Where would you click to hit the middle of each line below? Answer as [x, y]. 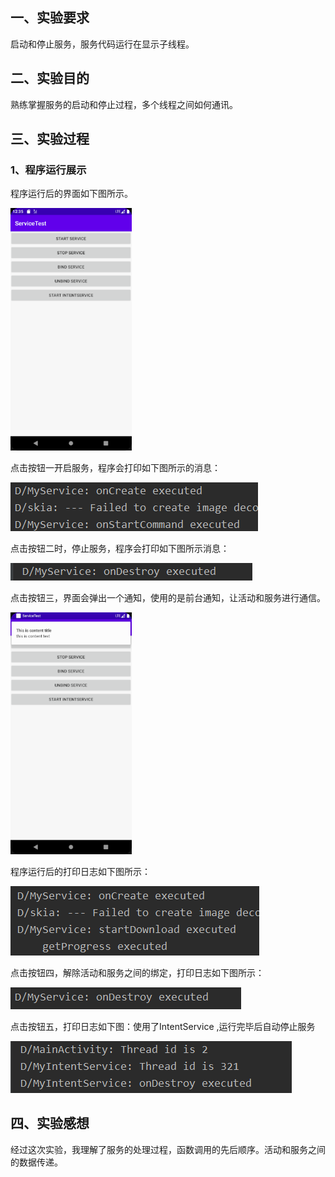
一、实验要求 [50, 18]
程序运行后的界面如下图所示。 [71, 194]
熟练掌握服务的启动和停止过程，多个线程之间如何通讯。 [124, 104]
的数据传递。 [36, 1162]
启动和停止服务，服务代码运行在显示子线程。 [102, 44]
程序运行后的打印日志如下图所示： [80, 871]
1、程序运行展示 [48, 170]
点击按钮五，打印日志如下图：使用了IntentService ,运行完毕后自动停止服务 [163, 1026]
